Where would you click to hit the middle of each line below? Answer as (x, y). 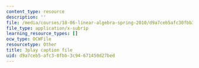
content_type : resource (36, 12)
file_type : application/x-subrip (47, 28)
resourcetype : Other (32, 45)
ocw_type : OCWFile (29, 39)
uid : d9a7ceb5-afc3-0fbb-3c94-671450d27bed (61, 56)
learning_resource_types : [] (42, 34)
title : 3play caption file (39, 50)
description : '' (26, 17)
